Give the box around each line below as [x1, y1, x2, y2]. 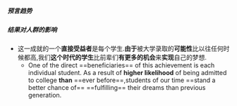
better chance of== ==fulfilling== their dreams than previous [28, 84, 206, 92]
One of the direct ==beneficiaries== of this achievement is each [28, 61, 215, 69]
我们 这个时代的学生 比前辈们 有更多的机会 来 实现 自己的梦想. [37, 53, 207, 62]
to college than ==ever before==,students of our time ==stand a [28, 76, 216, 84]
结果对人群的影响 [7, 25, 57, 34]
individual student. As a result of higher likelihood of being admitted [28, 69, 227, 77]
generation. [28, 91, 62, 100]
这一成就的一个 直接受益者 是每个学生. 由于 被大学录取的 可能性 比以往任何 [17, 44, 224, 53]
